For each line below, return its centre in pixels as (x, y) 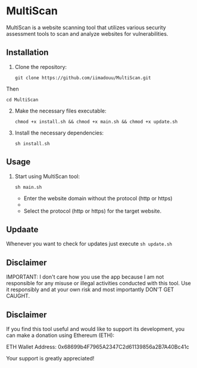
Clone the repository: (41, 67)
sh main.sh (28, 187)
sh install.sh (32, 144)
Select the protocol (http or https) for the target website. (93, 211)
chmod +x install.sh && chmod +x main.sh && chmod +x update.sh (96, 121)
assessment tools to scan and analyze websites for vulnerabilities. (87, 33)
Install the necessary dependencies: (59, 133)
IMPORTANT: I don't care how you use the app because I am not (85, 277)
